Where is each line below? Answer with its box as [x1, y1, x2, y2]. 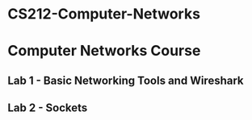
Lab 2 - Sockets [7, 101, 88, 115]
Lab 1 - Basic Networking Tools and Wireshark [7, 73, 244, 87]
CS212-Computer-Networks [7, 5, 201, 23]
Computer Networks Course [7, 42, 201, 60]
